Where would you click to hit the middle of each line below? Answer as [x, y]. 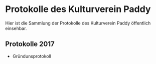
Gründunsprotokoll [32, 56]
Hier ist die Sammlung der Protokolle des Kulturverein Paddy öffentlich [78, 23]
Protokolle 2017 [30, 44]
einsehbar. [16, 28]
